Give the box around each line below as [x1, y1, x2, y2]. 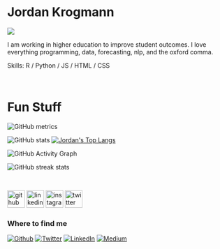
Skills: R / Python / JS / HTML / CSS [7, 61, 110, 70]
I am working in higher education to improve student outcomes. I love [7, 40, 207, 49]
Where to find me [7, 218, 68, 228]
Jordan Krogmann [7, 4, 115, 20]
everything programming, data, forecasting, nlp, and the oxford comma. [7, 47, 214, 56]
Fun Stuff [7, 99, 62, 115]
